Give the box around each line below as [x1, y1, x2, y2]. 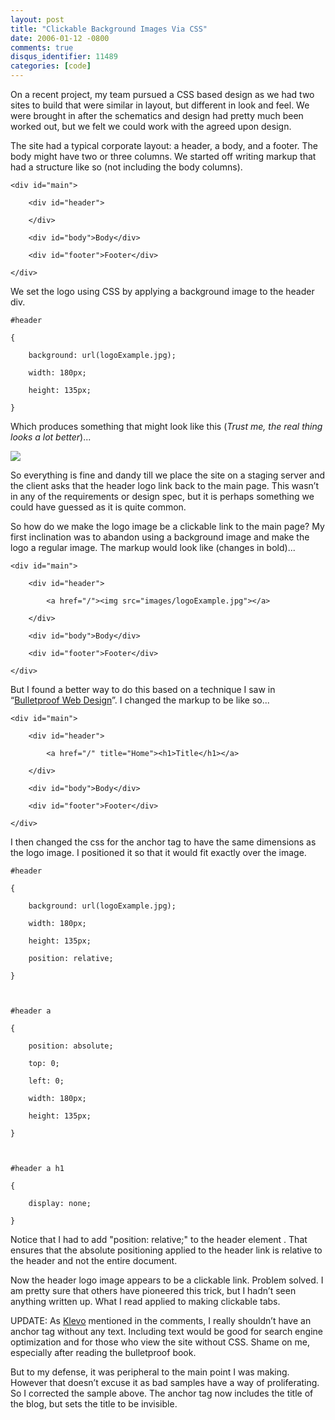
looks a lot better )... [10, 431, 92, 443]
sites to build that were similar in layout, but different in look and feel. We [10, 99, 310, 111]
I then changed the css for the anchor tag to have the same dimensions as [10, 836, 317, 848]
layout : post [10, 14, 65, 25]
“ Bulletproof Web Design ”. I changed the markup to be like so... [10, 694, 270, 706]
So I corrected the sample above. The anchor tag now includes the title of [10, 1387, 314, 1399]
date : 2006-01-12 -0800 [10, 33, 110, 43]
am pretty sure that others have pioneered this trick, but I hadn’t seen [10, 1285, 297, 1296]
